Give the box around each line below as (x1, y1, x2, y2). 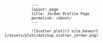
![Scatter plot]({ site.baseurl (31, 29, 99, 34)
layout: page (31, 7, 58, 12)
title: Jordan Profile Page (31, 11, 90, 16)
